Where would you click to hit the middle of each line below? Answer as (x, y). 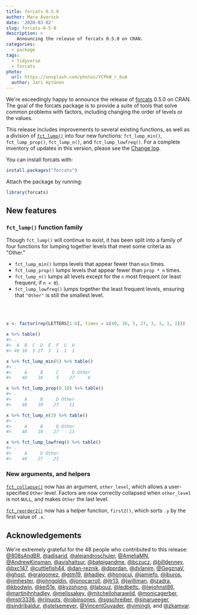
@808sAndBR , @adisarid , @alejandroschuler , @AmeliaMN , (78, 556)
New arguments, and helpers (48, 474)
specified (17, 493)
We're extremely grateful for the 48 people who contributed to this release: (97, 549)
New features (31, 211)
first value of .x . (26, 517)
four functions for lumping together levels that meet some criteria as (89, 246)
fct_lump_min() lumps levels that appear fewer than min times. (90, 264)
